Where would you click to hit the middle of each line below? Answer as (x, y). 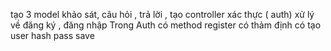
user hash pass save (52, 35)
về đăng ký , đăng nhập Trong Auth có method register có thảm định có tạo (166, 25)
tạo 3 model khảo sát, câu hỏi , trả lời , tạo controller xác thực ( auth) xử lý (162, 14)
